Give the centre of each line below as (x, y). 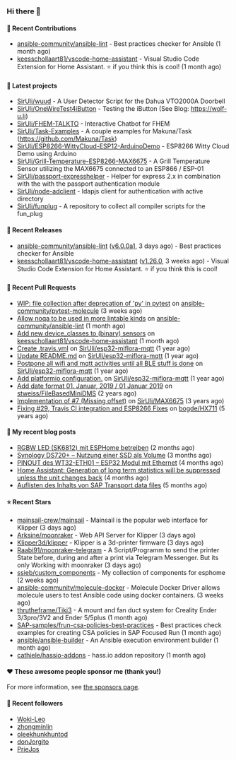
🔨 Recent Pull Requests (41, 287)
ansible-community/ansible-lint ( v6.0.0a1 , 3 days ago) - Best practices (119, 246)
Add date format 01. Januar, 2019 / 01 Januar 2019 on (94, 386)
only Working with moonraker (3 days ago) (79, 565)
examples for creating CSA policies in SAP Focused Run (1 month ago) (119, 633)
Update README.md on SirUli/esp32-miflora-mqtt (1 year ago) (108, 355)
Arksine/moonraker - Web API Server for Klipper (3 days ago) (106, 535)
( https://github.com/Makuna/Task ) (67, 139)
